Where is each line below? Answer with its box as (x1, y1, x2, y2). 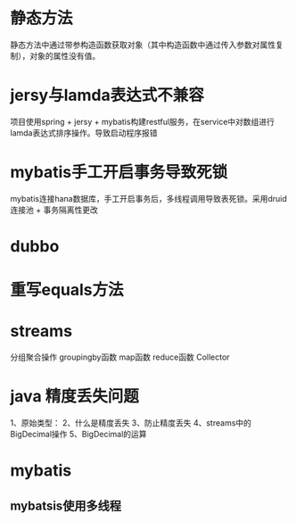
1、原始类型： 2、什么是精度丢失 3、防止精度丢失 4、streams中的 (10, 418, 252, 428)
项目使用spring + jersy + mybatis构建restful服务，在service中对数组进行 (10, 116, 275, 127)
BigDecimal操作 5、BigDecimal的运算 (10, 429, 147, 440)
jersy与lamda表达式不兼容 (10, 86, 204, 105)
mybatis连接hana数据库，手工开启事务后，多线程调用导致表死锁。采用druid (10, 193, 288, 203)
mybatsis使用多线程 (10, 498, 121, 513)
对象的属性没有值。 (29, 50, 101, 61)
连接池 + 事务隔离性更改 (10, 204, 99, 215)
